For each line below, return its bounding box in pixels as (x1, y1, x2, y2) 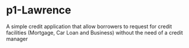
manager (6, 35, 28, 42)
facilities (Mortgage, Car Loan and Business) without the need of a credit (6, 29, 183, 36)
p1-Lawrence (6, 4, 71, 17)
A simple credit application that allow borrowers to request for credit (6, 23, 172, 30)
